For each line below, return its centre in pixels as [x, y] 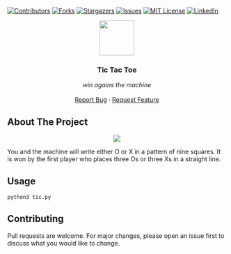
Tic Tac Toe [117, 70]
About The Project [48, 122]
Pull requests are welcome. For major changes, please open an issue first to [116, 236]
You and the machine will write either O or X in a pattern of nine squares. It [114, 152]
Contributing [35, 219]
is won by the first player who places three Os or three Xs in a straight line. [114, 159]
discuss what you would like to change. [64, 243]
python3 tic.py [29, 197]
